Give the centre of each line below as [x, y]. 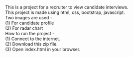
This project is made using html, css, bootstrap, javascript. [65, 12]
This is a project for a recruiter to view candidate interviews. [67, 7]
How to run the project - [30, 33]
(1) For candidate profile [30, 23]
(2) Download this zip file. [32, 44]
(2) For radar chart [24, 28]
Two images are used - [29, 18]
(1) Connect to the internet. [33, 39]
